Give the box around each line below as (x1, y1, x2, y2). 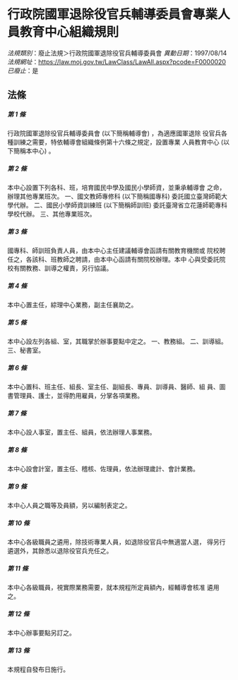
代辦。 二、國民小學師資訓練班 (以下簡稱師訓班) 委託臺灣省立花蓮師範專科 (13, 201, 228, 210)
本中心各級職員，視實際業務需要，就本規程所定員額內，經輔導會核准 (7, 583, 206, 591)
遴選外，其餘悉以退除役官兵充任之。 (7, 547, 113, 555)
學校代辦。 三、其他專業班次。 (7, 210, 96, 219)
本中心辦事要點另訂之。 (7, 629, 76, 637)
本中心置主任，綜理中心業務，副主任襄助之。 (7, 300, 138, 309)
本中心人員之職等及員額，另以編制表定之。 (7, 502, 131, 510)
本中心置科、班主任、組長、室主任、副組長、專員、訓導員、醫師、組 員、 (7, 382, 220, 391)
